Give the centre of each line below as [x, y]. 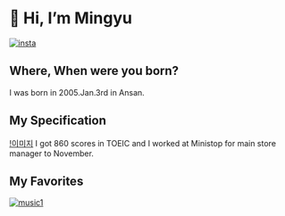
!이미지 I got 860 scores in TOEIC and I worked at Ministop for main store [143, 143]
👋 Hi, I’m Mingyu [71, 18]
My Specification [58, 121]
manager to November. [51, 153]
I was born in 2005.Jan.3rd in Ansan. [77, 92]
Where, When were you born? [94, 71]
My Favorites [46, 181]
